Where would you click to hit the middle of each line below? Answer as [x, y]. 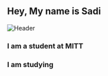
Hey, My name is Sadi [54, 11]
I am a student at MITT [45, 46]
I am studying [30, 64]
